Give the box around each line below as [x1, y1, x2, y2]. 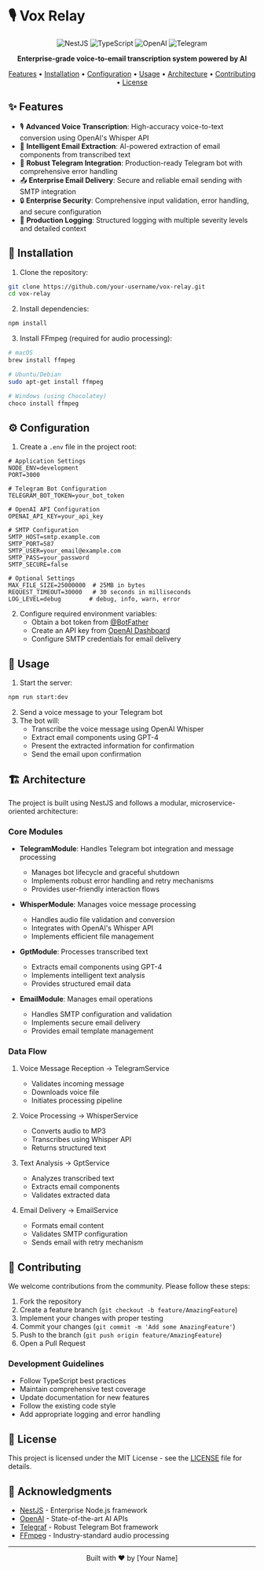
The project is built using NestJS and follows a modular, [8, 798, 189, 807]
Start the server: [19, 678, 73, 687]
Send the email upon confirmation [31, 749, 141, 758]
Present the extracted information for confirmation [31, 741, 195, 750]
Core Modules [8, 826, 64, 837]
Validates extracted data [31, 1190, 111, 1200]
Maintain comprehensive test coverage [19, 1385, 146, 1394]
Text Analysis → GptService [19, 1159, 110, 1168]
